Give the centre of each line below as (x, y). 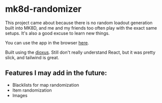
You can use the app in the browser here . (47, 42)
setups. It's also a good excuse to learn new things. (58, 33)
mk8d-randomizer (43, 9)
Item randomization (32, 90)
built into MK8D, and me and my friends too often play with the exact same (81, 28)
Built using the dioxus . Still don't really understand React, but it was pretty (80, 52)
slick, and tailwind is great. (32, 57)
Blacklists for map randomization (46, 85)
